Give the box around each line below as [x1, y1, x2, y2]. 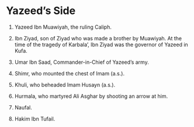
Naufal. [14, 104, 32, 111]
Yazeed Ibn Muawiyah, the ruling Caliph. [14, 23, 112, 30]
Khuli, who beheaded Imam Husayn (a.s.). [14, 81, 116, 88]
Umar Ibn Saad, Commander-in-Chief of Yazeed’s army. [14, 59, 149, 66]
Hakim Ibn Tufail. [14, 115, 56, 122]
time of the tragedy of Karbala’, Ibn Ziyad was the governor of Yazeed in [14, 41, 188, 48]
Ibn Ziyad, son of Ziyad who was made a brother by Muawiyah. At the [14, 35, 182, 42]
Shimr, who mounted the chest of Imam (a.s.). [14, 70, 124, 77]
